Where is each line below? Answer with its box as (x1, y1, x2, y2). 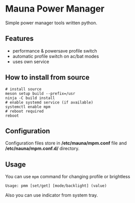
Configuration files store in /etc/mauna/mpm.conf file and (5, 140, 127, 146)
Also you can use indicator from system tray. (5, 192, 98, 198)
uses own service (12, 59, 49, 65)
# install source (5, 86, 42, 91)
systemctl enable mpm (5, 104, 51, 109)
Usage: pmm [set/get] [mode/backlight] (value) (5, 183, 107, 188)
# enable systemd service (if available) (5, 99, 94, 105)
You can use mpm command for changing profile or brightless (5, 174, 130, 180)
